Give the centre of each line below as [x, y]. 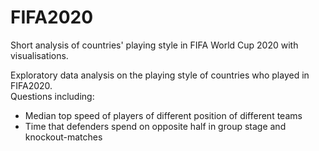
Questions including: [52, 96]
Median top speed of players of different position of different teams [163, 115]
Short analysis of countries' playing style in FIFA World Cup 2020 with [154, 45]
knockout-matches [63, 137]
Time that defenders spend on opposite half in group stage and [155, 126]
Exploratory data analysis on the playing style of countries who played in [160, 75]
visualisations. [39, 55]
